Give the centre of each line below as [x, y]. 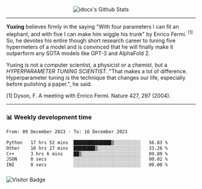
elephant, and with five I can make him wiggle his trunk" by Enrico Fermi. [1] [100, 34]
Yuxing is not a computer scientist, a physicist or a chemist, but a [87, 65]
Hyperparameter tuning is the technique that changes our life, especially [96, 77]
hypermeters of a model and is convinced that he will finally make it [90, 47]
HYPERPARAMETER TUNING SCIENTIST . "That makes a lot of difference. [97, 71]
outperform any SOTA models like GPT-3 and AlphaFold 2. [78, 53]
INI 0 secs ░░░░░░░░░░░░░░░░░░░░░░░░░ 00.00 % [87, 165]
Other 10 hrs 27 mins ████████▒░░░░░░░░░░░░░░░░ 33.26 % [87, 148]
